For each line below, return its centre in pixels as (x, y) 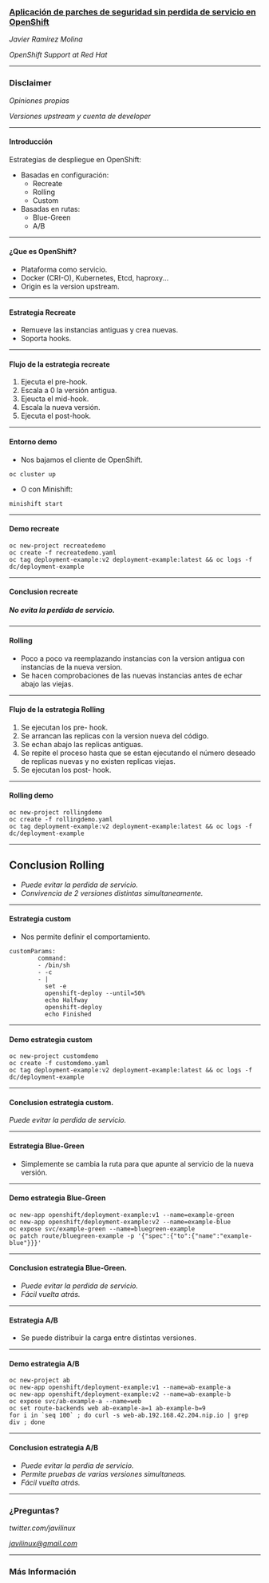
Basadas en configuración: (65, 175)
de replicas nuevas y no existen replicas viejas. (98, 761)
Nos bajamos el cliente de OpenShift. (81, 459)
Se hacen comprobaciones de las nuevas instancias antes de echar (131, 675)
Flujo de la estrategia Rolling (57, 710)
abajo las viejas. (47, 684)
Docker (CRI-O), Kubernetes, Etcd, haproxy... (95, 278)
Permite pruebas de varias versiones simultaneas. (103, 1474)
